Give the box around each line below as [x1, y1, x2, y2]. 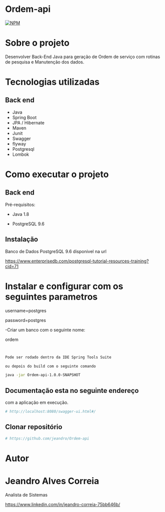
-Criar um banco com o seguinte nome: [5, 326, 85, 333]
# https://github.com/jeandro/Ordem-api [5, 436, 90, 441]
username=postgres [5, 308, 47, 314]
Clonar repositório [5, 423, 63, 431]
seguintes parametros [5, 291, 98, 302]
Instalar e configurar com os [5, 280, 124, 292]
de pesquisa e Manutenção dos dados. [5, 59, 84, 65]
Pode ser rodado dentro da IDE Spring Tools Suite [5, 355, 112, 360]
